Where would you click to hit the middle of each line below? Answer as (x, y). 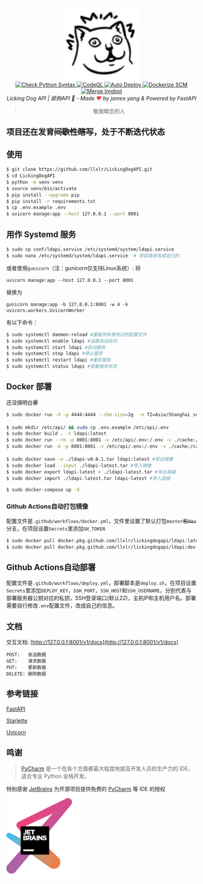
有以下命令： (22, 322)
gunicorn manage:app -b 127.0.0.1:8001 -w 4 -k (67, 304)
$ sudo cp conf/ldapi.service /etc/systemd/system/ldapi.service (90, 249)
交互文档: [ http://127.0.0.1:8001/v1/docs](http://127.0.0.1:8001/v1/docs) (92, 642)
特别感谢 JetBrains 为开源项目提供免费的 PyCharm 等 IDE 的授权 (86, 789)
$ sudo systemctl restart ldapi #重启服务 (59, 360)
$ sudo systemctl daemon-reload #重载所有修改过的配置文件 (76, 335)
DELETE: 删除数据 (26, 674)
